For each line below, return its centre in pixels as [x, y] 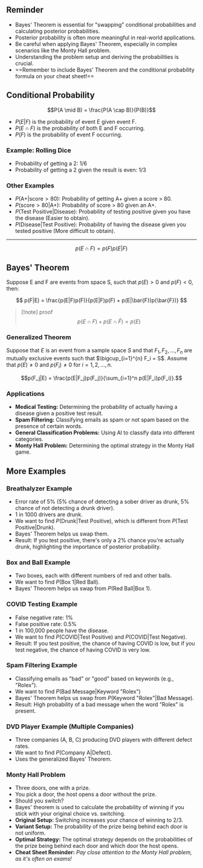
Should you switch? [39, 801]
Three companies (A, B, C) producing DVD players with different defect [103, 740]
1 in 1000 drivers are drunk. [49, 514]
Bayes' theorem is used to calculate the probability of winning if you [99, 807]
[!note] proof [37, 312]
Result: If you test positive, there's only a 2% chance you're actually [99, 540]
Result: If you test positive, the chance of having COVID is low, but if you [105, 643]
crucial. [24, 63]
